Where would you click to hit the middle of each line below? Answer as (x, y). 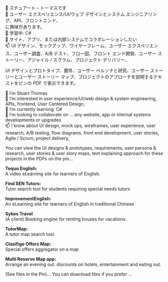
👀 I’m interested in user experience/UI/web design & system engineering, (81, 98)
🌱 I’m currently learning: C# (34, 109)
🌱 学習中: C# (18, 33)
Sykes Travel (19, 214)
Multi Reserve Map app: (31, 259)
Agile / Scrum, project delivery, (37, 138)
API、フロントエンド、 (37, 20)
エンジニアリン (142, 14)
